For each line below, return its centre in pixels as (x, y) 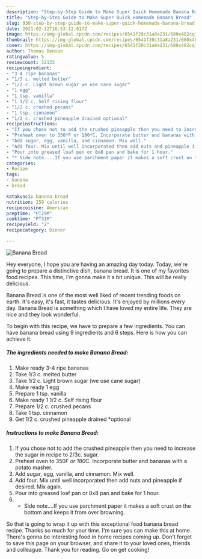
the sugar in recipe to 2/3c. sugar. (57, 454)
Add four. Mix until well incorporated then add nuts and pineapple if (98, 480)
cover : (14, 46)
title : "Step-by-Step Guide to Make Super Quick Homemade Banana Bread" (99, 17)
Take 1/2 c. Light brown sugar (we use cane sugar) (78, 381)
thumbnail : (20, 40)
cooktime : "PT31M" (29, 219)
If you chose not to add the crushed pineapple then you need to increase (105, 448)
